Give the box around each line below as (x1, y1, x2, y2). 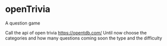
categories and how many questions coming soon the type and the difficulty (5, 35, 162, 41)
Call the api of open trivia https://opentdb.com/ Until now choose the (5, 29, 147, 35)
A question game (5, 20, 40, 26)
